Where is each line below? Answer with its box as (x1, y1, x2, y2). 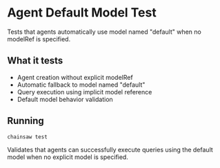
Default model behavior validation (17, 95, 114, 103)
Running (7, 115, 45, 127)
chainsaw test (7, 133, 48, 140)
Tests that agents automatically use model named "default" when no (7, 28, 201, 36)
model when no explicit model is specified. (7, 153, 129, 161)
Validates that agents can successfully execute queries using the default (7, 146, 214, 154)
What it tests (7, 55, 63, 67)
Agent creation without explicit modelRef (17, 73, 133, 81)
